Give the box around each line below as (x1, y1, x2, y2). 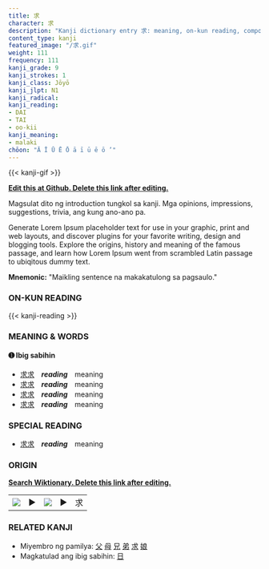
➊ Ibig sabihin (8, 350, 56, 361)
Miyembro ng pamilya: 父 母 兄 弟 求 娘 (19, 541, 148, 551)
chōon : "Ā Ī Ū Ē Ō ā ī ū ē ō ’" (8, 146, 116, 154)
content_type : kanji (8, 34, 78, 42)
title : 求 (8, 11, 40, 20)
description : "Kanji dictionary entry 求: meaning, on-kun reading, (8, 26, 240, 34)
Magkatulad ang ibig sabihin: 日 (19, 551, 124, 561)
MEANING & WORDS (8, 330, 90, 341)
